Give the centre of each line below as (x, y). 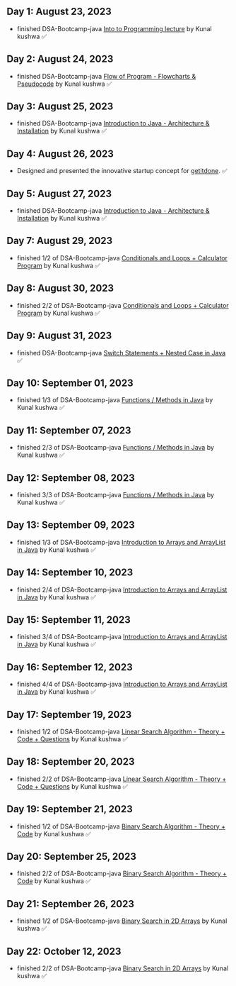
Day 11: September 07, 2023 (69, 430)
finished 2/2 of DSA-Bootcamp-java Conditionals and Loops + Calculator (123, 305)
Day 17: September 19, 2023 (69, 715)
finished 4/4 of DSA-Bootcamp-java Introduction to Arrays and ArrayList (122, 685)
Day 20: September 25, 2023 (72, 857)
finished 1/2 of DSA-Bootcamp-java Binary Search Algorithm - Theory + (121, 826)
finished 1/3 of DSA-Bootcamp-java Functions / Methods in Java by (115, 400)
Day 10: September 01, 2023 (70, 383)
